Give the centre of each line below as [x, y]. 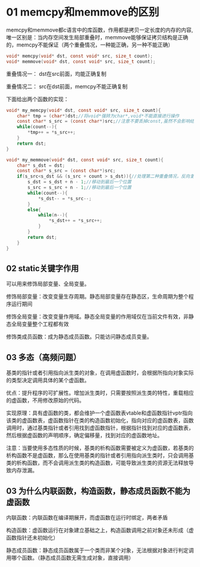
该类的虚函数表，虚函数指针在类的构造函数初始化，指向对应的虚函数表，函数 [100, 420]
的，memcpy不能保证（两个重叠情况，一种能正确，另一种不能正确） [90, 45]
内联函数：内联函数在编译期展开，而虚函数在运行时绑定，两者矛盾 [87, 518]
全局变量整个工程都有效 [40, 324]
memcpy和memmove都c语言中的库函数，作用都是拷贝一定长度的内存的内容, [100, 30]
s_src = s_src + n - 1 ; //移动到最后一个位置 [80, 188]
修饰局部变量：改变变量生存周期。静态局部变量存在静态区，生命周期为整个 [97, 297]
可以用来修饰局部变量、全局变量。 [48, 284]
